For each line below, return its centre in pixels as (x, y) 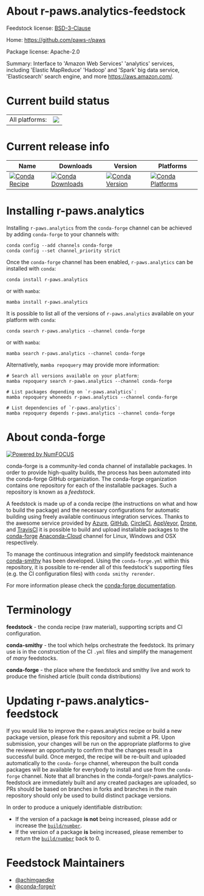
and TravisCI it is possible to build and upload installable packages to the (97, 529)
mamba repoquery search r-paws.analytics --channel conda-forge (89, 381)
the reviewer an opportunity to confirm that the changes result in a (90, 750)
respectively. (22, 542)
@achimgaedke (35, 880)
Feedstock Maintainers (66, 863)
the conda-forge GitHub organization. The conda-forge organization (92, 478)
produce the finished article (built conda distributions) (74, 676)
